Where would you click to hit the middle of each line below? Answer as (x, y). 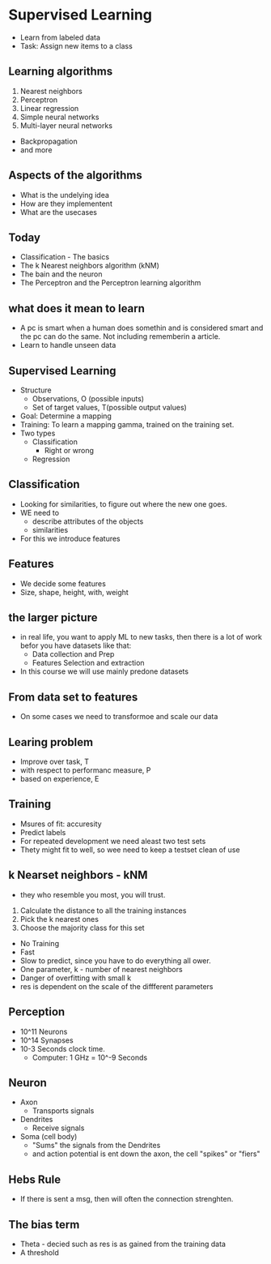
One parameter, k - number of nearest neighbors (102, 969)
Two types (38, 433)
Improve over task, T (54, 762)
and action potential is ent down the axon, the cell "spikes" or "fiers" (146, 1154)
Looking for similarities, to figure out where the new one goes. (124, 503)
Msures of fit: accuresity (61, 824)
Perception (37, 1012)
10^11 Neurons (44, 1031)
